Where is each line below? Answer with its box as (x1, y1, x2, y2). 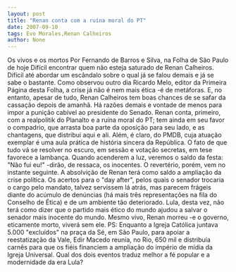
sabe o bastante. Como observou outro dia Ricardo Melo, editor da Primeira (7, 78, 227, 87)
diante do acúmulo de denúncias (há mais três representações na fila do (7, 191, 217, 199)
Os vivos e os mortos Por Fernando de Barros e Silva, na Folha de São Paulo (7, 56, 229, 64)
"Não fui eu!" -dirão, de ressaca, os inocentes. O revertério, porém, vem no (7, 161, 226, 169)
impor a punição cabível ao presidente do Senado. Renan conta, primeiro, (7, 109, 221, 117)
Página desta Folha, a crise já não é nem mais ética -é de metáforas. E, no (7, 86, 223, 94)
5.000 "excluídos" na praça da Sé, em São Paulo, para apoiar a (7, 228, 190, 237)
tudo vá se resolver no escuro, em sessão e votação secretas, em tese (7, 146, 213, 154)
